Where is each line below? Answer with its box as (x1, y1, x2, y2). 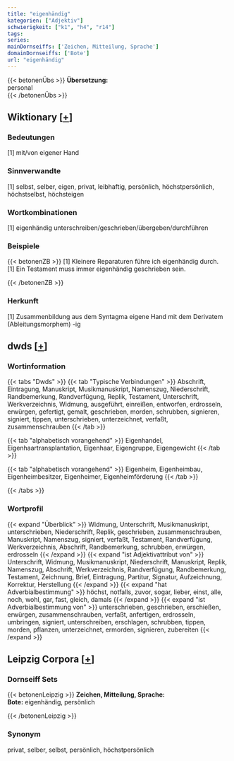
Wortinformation (7, 361, 66, 371)
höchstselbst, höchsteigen (7, 190, 85, 198)
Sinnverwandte (7, 166, 61, 176)
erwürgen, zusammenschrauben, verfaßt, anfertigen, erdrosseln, (7, 610, 196, 619)
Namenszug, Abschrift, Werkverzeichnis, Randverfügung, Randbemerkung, (7, 565, 227, 574)
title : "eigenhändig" (7, 10, 71, 18)
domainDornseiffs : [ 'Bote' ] (7, 50, 90, 57)
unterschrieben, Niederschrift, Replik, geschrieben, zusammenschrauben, (7, 528, 222, 536)
